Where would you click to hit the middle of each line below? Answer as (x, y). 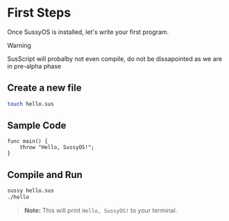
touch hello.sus (31, 104)
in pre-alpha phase (34, 66)
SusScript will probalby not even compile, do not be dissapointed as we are (114, 59)
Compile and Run (45, 175)
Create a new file (44, 88)
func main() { (28, 141)
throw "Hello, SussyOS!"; (57, 148)
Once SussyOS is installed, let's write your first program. (88, 32)
